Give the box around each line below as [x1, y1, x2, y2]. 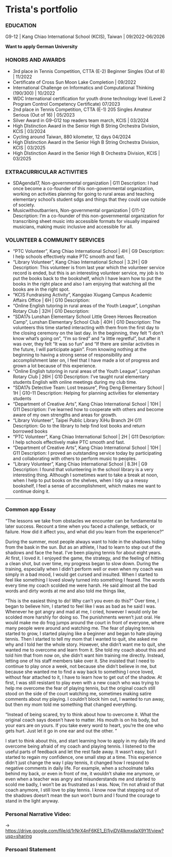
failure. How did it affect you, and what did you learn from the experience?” [5, 528, 164, 535]
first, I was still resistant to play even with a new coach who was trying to [5, 679, 160, 685]
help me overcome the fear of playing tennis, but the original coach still [5, 685, 156, 691]
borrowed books [12, 428, 48, 435]
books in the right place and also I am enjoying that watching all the [12, 281, 155, 287]
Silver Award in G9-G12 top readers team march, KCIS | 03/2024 [12, 117, 149, 123]
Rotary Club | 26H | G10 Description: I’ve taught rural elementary [12, 374, 149, 380]
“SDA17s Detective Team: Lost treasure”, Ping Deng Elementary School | [12, 384, 165, 391]
